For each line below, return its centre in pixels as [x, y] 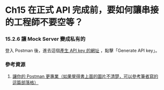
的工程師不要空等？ [44, 22]
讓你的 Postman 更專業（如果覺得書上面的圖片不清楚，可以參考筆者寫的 [85, 76]
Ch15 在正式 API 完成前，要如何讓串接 [82, 10]
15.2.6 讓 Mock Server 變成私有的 [45, 39]
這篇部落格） [25, 82]
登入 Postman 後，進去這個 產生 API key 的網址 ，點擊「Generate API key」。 [82, 51]
